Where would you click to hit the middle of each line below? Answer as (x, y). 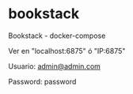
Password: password (42, 81)
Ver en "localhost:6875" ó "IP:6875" (67, 51)
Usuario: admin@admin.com (55, 66)
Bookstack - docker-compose (57, 36)
